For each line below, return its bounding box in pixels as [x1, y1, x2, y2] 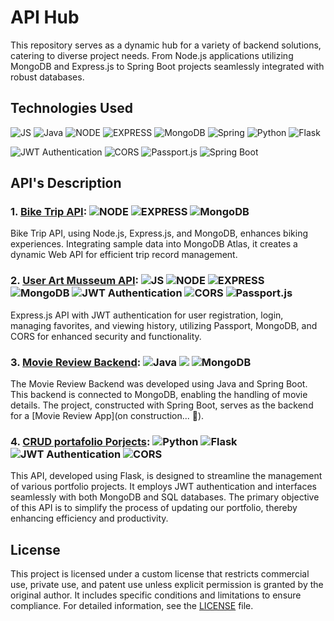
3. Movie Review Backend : [10, 355, 142, 369]
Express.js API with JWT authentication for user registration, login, [10, 309, 284, 321]
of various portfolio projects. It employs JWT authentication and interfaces [10, 481, 317, 493]
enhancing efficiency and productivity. [10, 512, 169, 525]
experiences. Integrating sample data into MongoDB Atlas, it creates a [10, 238, 298, 250]
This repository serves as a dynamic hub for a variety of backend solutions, [10, 39, 322, 51]
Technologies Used [10, 100, 133, 117]
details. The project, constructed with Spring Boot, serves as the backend [10, 399, 314, 411]
